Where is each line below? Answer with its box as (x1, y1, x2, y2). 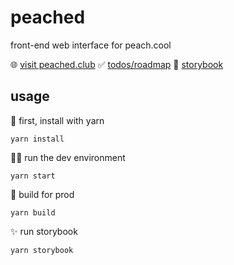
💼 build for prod (10, 188, 75, 200)
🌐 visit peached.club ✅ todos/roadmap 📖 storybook (10, 58, 224, 70)
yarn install (10, 134, 65, 144)
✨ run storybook (10, 225, 78, 237)
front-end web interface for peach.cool (10, 39, 172, 51)
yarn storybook (10, 245, 74, 255)
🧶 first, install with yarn (10, 114, 105, 126)
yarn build (10, 207, 56, 218)
